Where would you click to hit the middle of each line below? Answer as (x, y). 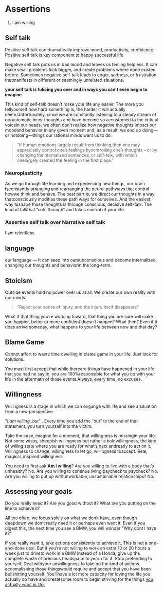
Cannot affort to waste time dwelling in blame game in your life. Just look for (81, 354)
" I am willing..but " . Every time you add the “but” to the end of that (71, 421)
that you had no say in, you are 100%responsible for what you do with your (80, 374)
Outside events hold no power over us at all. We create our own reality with (80, 292)
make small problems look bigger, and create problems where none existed (80, 69)
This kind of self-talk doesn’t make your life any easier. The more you (74, 104)
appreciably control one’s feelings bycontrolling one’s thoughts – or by (87, 150)
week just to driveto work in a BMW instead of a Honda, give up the (72, 553)
